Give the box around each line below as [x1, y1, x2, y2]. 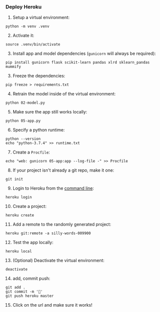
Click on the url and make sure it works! [12, 302, 93, 308]
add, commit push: [12, 275, 51, 282]
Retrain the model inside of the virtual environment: [12, 91, 116, 97]
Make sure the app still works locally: [12, 109, 87, 115]
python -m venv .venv [5, 24, 50, 29]
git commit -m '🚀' [5, 290, 43, 294]
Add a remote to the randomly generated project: [12, 222, 111, 227]
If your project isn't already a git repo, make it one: [12, 167, 114, 173]
